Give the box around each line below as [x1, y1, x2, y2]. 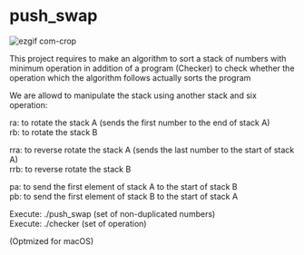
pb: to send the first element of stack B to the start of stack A [9, 191, 239, 201]
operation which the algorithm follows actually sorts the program [9, 72, 251, 83]
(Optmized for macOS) [9, 235, 94, 246]
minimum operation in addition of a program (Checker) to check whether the [9, 63, 295, 74]
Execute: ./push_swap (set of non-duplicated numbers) [9, 208, 216, 219]
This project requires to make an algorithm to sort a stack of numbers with [9, 53, 287, 64]
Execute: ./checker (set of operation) [9, 218, 147, 229]
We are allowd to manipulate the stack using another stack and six [9, 90, 257, 101]
